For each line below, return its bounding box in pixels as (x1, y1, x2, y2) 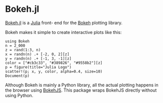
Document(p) (5, 73, 30, 78)
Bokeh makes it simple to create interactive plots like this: (5, 29, 122, 35)
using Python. (5, 92, 34, 98)
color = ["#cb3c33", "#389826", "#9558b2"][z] (5, 60, 103, 65)
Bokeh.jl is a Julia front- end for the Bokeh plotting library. (5, 20, 122, 26)
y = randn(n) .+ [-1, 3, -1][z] (5, 56, 72, 61)
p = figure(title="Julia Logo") (5, 65, 72, 69)
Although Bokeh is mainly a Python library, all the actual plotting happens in (5, 82, 159, 88)
